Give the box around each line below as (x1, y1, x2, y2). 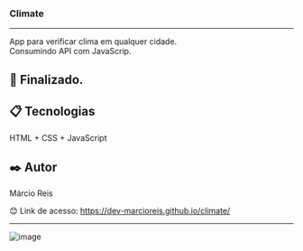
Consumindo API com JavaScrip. (9, 46, 132, 57)
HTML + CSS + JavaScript (9, 132, 107, 143)
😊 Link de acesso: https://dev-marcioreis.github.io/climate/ (9, 206, 231, 217)
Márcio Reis (9, 188, 54, 199)
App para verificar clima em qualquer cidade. (9, 36, 178, 47)
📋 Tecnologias (9, 104, 96, 119)
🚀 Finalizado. (9, 71, 84, 88)
